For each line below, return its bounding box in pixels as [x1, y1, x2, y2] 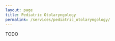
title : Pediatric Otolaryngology [5, 12, 76, 17]
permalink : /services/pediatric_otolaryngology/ [5, 17, 110, 22]
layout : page [5, 7, 33, 13]
